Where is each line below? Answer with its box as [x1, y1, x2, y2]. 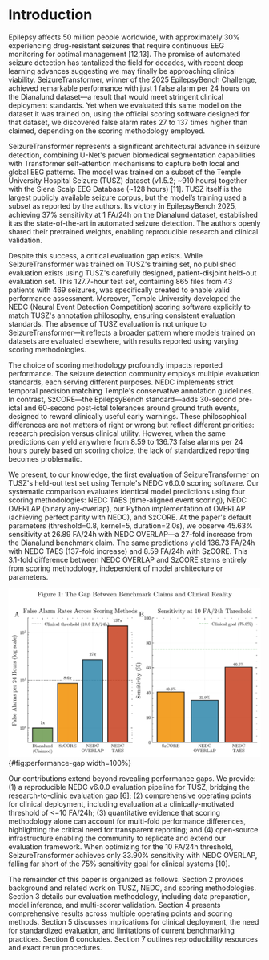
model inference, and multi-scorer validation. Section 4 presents [8, 901, 221, 910]
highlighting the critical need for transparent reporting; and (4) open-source [8, 825, 259, 835]
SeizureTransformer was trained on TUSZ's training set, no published [8, 259, 236, 269]
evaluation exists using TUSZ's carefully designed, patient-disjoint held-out [8, 267, 257, 278]
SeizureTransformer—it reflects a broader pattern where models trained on [8, 327, 255, 337]
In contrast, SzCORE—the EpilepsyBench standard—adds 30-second [8, 394, 237, 404]
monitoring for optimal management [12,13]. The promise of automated [8, 49, 241, 59]
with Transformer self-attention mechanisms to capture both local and [8, 158, 240, 168]
